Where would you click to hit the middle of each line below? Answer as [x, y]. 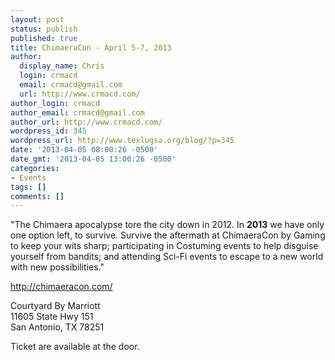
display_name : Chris [62, 66]
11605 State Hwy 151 [52, 317]
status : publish [44, 29]
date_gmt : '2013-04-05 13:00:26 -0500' [93, 159]
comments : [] [37, 196]
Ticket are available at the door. [75, 347]
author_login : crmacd [55, 103]
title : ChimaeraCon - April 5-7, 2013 [91, 47]
